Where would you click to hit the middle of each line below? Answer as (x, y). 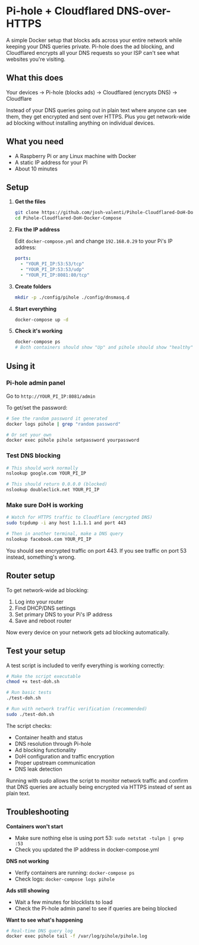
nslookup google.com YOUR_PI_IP (46, 473)
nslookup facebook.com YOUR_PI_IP (49, 540)
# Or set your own (29, 435)
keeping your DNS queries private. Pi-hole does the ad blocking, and (90, 47)
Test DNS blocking (34, 456)
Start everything (36, 309)
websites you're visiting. (36, 59)
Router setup (31, 576)
